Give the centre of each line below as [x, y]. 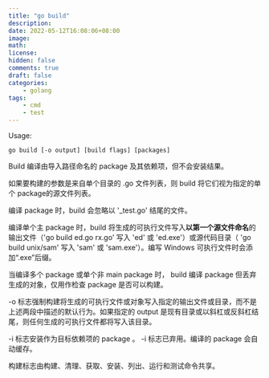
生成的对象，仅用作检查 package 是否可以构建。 [88, 285]
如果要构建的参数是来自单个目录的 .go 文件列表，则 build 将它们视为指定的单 [134, 183]
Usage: [20, 136]
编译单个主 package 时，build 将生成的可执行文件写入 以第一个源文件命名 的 [132, 227]
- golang [37, 90]
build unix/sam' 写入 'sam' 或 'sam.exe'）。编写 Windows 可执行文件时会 [127, 247]
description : [30, 23]
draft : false [30, 75]
